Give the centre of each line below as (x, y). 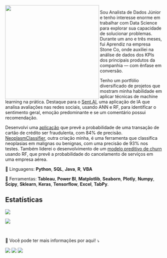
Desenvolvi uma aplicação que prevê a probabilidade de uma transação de (82, 127)
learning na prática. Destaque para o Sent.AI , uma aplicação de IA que (77, 102)
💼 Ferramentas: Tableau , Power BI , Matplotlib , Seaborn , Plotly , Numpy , (80, 179)
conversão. (111, 71)
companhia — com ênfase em (130, 65)
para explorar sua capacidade (130, 28)
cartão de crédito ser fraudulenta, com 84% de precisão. (64, 133)
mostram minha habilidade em (131, 91)
